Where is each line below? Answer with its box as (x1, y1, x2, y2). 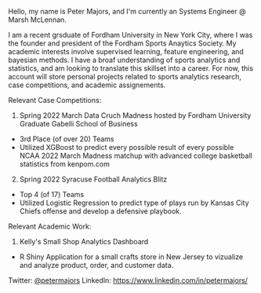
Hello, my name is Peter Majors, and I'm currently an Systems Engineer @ (8, 7, 246, 16)
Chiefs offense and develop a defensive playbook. (19, 207, 182, 215)
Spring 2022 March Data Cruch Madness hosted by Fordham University (19, 111, 252, 120)
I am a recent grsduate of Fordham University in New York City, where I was (8, 31, 253, 39)
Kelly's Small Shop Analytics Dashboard (19, 237, 149, 246)
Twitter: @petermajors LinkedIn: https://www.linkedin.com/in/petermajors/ (8, 276, 248, 285)
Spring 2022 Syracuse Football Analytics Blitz (19, 174, 168, 184)
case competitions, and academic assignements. (8, 80, 166, 90)
